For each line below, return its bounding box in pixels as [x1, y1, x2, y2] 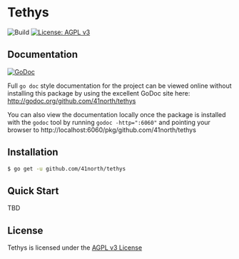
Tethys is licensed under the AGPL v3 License [7, 243, 143, 252]
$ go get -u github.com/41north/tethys [7, 165, 126, 172]
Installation [7, 146, 59, 158]
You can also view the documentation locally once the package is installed [7, 110, 226, 118]
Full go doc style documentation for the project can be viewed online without [7, 81, 232, 90]
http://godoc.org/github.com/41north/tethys [7, 96, 136, 105]
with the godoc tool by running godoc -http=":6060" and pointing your [7, 118, 210, 126]
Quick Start [7, 185, 59, 197]
